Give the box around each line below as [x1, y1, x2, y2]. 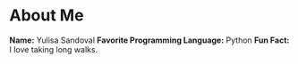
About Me [9, 5, 84, 26]
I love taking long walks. [9, 44, 98, 54]
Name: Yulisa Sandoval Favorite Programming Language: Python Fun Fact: [9, 35, 290, 45]
